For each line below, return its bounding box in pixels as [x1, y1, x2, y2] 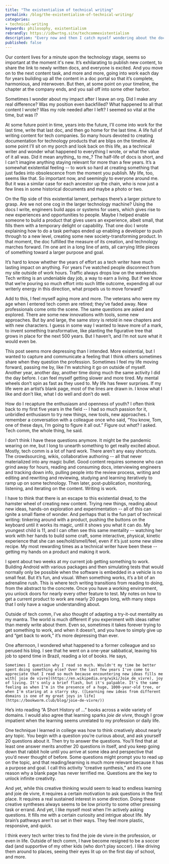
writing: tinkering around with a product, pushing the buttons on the [5, 516, 145, 522]
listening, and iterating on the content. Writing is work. [5, 485, 117, 491]
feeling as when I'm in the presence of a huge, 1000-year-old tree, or [5, 685, 161, 690]
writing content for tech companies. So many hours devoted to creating [5, 132, 153, 139]
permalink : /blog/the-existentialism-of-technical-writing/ [5, 12, 134, 17]
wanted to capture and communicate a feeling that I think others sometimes [5, 353, 162, 359]
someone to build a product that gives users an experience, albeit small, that [5, 217, 163, 223]
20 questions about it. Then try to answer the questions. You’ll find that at [5, 738, 157, 744]
